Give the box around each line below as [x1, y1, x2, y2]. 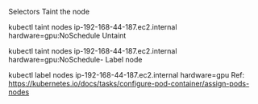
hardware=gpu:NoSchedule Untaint [8, 31, 127, 40]
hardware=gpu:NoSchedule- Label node [8, 55, 143, 64]
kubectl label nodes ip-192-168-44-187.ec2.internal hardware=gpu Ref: [8, 70, 245, 79]
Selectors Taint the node [8, 7, 90, 16]
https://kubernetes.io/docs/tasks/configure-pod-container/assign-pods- [8, 79, 250, 88]
